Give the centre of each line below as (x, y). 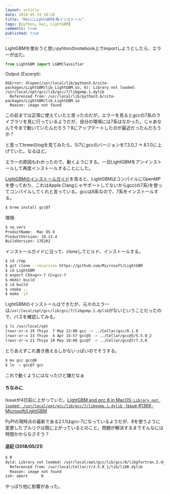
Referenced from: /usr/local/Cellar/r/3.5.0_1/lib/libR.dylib (76, 467)
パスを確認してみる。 (36, 317)
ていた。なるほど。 (29, 151)
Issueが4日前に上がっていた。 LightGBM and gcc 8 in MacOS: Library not (82, 400)
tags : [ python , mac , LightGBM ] (38, 24)
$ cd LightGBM (20, 270)
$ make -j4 (17, 294)
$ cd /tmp (16, 261)
